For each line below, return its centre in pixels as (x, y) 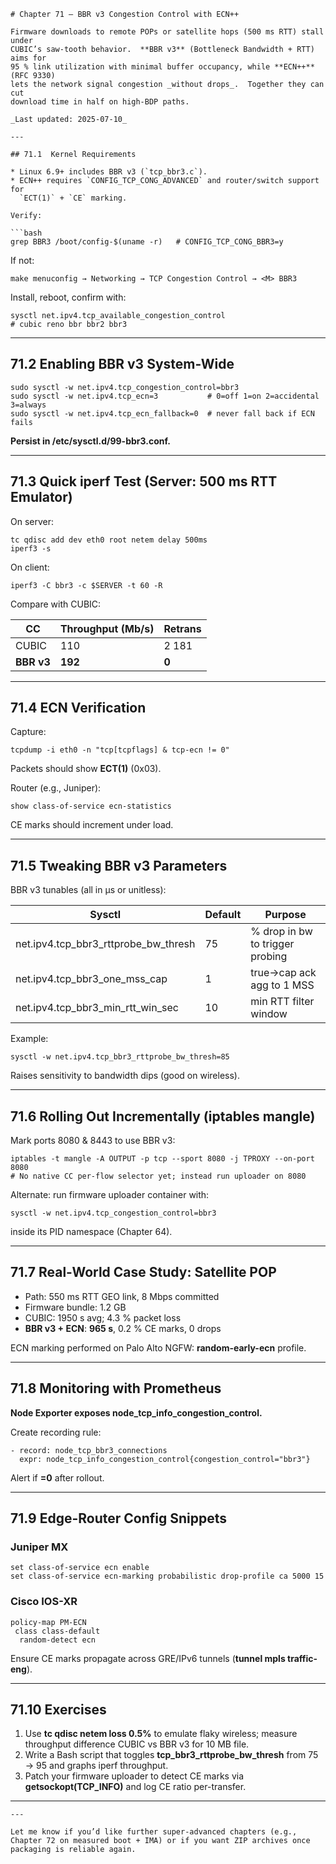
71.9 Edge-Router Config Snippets (118, 1518)
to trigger (272, 944)
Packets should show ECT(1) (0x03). (86, 769)
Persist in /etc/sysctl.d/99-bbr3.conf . (90, 441)
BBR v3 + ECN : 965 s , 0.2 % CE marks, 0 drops (123, 1328)
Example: (29, 1039)
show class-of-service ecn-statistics (91, 806)
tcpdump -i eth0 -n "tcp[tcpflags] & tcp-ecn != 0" (120, 750)
